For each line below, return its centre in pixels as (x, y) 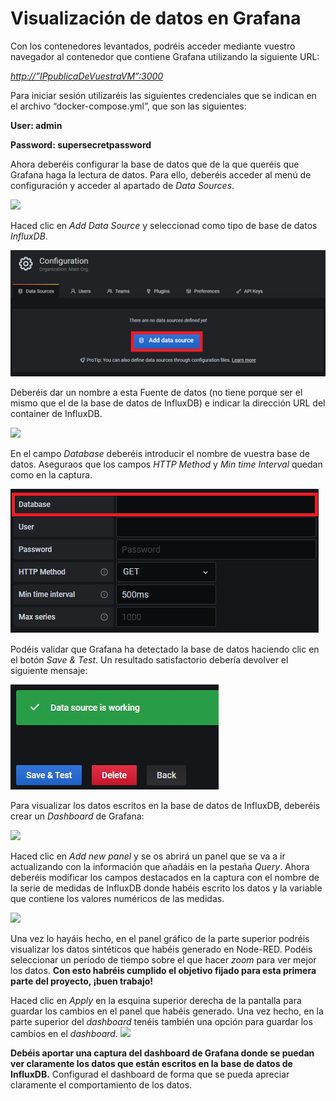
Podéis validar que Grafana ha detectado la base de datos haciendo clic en (165, 649)
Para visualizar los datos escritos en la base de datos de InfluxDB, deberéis (165, 806)
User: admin (36, 125)
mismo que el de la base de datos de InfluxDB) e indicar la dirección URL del (168, 403)
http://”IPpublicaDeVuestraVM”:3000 (87, 76)
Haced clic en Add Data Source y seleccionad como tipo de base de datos (164, 225)
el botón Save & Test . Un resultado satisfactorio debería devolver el (149, 660)
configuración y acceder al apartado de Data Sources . (122, 185)
